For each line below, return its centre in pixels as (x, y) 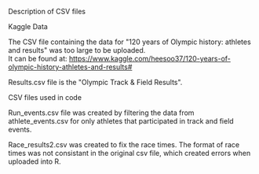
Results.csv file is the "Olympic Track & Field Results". (95, 82)
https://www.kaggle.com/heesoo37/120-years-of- (150, 59)
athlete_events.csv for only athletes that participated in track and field (121, 121)
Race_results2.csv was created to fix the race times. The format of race (124, 144)
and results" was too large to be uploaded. (77, 50)
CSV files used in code (45, 97)
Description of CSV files (47, 11)
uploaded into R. (35, 161)
